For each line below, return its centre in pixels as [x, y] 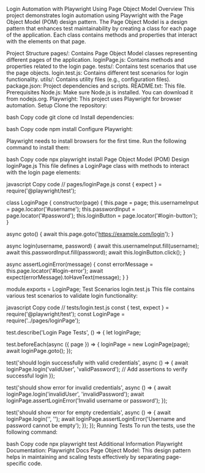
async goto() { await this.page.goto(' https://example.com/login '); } [90, 234]
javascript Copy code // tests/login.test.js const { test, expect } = [88, 308]
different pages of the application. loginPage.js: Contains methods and [95, 60]
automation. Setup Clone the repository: [57, 105]
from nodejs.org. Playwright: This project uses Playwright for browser [94, 99]
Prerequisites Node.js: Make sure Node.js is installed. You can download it [100, 92]
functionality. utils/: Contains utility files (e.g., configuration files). [88, 79]
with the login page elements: [44, 172]
